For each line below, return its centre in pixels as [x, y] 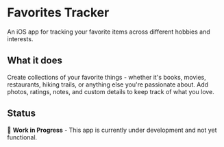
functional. [22, 137]
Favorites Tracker [58, 13]
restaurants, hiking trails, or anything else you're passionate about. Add [108, 84]
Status [22, 114]
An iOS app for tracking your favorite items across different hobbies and [109, 32]
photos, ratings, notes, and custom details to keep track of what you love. [111, 91]
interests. [20, 38]
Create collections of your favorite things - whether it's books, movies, [107, 77]
